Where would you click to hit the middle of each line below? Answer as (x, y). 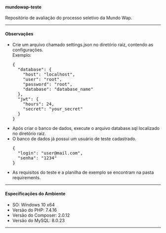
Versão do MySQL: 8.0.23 (39, 220)
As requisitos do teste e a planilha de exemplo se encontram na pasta (83, 172)
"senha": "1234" (37, 158)
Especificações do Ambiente (35, 194)
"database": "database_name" (58, 89)
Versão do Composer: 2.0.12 (41, 215)
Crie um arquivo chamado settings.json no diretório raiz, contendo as (83, 45)
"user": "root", (42, 79)
